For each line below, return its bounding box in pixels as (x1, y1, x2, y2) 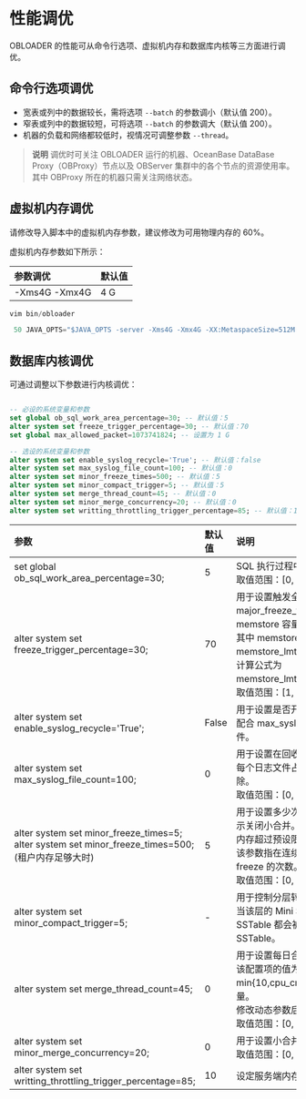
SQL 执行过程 (236, 559, 294, 572)
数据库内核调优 (9, 352, 94, 369)
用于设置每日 (236, 949, 291, 962)
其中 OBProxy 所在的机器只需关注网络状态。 (31, 171, 198, 182)
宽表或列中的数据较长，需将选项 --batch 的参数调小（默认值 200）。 (22, 107, 277, 117)
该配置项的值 (236, 962, 291, 975)
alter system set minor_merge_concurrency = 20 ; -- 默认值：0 (9, 497, 237, 506)
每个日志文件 (236, 761, 291, 774)
